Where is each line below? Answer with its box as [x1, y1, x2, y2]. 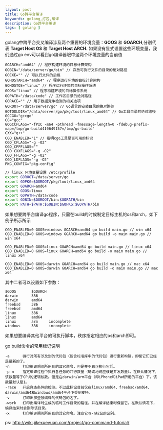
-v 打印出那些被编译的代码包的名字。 [5, 395, 81, 401]
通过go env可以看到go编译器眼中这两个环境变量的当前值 [9, 52, 122, 58]
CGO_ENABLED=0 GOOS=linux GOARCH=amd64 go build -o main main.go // [5, 249, 147, 254]
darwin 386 [5, 293, 38, 299]
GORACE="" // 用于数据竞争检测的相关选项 [5, 99, 81, 104]
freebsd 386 [5, 302, 38, 307]
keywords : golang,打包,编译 [5, 16, 60, 21]
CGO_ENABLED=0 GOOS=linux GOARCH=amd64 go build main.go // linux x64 [5, 244, 152, 250]
